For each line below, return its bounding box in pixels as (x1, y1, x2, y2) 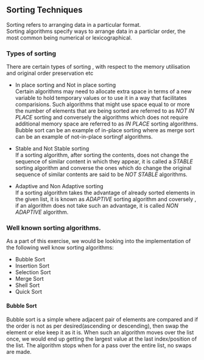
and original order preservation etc (6, 69, 94, 77)
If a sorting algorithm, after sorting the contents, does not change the (15, 152, 189, 159)
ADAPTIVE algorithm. (15, 208, 69, 216)
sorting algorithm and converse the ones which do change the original (15, 164, 192, 172)
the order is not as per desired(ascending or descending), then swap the (6, 322, 189, 330)
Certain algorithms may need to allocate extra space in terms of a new (15, 88, 192, 95)
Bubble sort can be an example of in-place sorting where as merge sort (15, 127, 195, 134)
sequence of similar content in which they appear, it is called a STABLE (15, 158, 194, 165)
